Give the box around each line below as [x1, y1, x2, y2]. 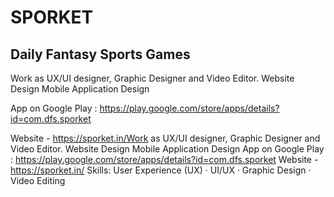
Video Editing [10, 175, 66, 186]
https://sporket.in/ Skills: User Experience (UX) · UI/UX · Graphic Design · [10, 164, 312, 176]
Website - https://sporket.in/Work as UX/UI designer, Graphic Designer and [10, 132, 321, 144]
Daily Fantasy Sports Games [10, 46, 191, 63]
